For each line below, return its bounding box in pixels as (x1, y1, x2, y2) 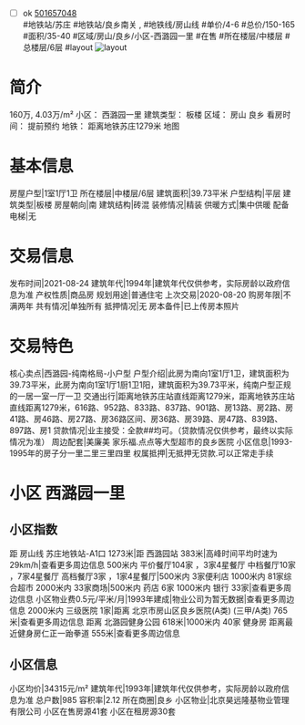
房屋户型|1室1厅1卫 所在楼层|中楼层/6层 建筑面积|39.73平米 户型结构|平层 (9, 187, 281, 199)
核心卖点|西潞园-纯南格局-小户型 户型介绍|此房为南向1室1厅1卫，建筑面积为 (9, 368, 290, 378)
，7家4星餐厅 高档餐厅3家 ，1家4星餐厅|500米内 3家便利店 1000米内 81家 (9, 570, 284, 582)
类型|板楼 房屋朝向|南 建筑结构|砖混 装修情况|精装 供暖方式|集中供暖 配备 (16, 199, 290, 210)
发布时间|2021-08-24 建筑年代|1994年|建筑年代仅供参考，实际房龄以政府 (9, 277, 282, 288)
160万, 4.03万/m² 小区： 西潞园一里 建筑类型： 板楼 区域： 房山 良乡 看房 (9, 109, 283, 119)
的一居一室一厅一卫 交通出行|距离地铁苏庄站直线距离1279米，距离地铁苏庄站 (9, 390, 296, 401)
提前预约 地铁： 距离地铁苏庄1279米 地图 (26, 120, 180, 131)
